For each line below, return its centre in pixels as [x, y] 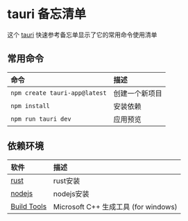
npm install [31, 106]
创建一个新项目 [138, 93]
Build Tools [29, 206]
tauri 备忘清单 [47, 14]
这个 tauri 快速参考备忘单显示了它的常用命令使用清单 [82, 35]
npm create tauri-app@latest [59, 93]
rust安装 [67, 181]
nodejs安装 [71, 193]
